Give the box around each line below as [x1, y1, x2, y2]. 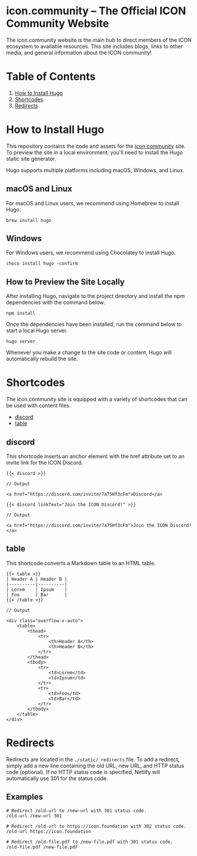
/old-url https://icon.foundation [6, 828, 92, 835]
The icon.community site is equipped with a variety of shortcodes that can [6, 396, 188, 403]
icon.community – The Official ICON [6, 4, 186, 18]
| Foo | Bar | [6, 592, 67, 598]
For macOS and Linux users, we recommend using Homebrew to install [6, 199, 179, 207]
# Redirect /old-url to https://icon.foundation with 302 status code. [6, 823, 186, 829]
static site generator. [6, 155, 56, 162]
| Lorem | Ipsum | [6, 586, 67, 592]
